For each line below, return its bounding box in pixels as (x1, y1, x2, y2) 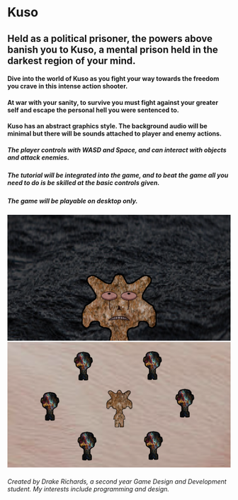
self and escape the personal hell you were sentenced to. (7, 106, 179, 114)
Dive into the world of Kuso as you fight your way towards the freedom (7, 74, 220, 83)
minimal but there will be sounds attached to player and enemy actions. (7, 129, 222, 138)
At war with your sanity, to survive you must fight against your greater (7, 98, 218, 106)
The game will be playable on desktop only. (7, 196, 138, 205)
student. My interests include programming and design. (7, 484, 170, 493)
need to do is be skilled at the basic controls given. (7, 179, 160, 187)
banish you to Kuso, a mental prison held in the (7, 43, 218, 55)
